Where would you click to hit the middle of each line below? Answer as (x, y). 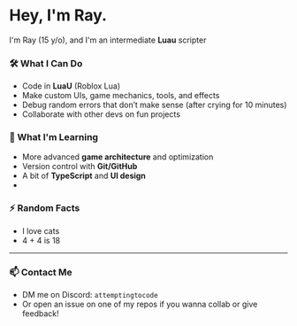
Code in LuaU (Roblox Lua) (71, 86)
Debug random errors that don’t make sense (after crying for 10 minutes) (154, 105)
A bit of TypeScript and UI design (84, 175)
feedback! (40, 314)
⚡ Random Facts (45, 208)
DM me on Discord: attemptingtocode (90, 295)
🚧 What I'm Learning (54, 137)
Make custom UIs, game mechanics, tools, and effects (121, 96)
